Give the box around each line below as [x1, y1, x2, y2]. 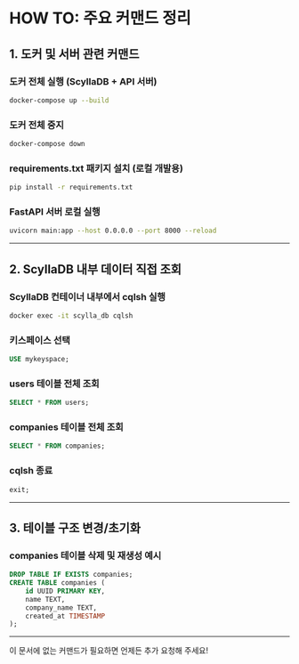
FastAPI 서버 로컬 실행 [9, 206, 101, 218]
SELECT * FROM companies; [9, 441, 105, 450]
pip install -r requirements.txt [9, 183, 133, 192]
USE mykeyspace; [9, 355, 69, 364]
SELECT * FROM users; [9, 398, 90, 408]
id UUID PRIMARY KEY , [25, 587, 105, 595]
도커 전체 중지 [9, 118, 65, 131]
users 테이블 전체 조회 [9, 377, 100, 390]
